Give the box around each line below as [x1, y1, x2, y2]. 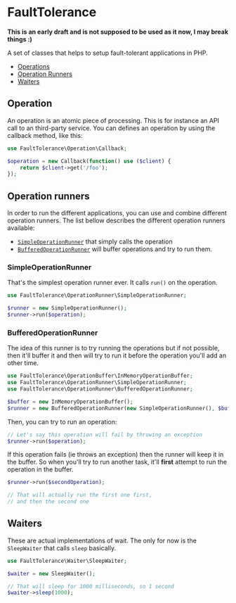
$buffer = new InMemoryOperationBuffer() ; [7, 398, 133, 405]
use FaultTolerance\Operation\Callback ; [7, 145, 128, 152]
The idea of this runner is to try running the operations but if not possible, [7, 344, 220, 353]
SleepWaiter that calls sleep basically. [7, 543, 117, 552]
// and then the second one [7, 498, 90, 505]
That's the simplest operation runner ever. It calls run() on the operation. [7, 279, 218, 287]
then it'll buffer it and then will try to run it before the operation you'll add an [7, 351, 227, 360]
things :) [7, 34, 33, 43]
